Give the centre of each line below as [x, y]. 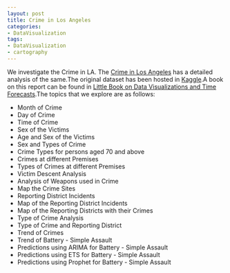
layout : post [26, 14]
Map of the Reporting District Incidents [72, 203]
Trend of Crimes [40, 232]
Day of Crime [36, 114]
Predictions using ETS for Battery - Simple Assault [88, 254]
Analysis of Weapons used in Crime [68, 181]
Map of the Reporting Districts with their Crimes [85, 210]
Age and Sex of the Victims [56, 136]
